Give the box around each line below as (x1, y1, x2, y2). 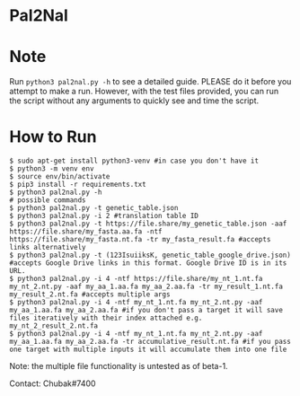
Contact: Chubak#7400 (9, 378, 96, 389)
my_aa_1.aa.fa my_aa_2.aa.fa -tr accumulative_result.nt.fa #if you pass (9, 338, 292, 347)
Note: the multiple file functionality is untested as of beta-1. (9, 361, 228, 372)
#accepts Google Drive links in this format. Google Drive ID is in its (9, 259, 287, 268)
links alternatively (9, 243, 87, 252)
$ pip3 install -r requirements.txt (9, 180, 146, 189)
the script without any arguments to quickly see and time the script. (9, 95, 260, 106)
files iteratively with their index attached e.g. (9, 313, 203, 323)
